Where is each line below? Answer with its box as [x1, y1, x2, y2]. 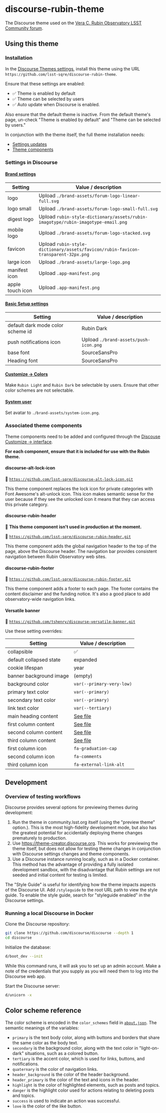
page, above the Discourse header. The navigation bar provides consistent [5, 549, 157, 555]
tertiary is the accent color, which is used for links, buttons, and [12, 1055, 145, 1061]
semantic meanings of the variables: [5, 1025, 79, 1031]
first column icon [7, 745, 47, 752]
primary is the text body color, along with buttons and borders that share [12, 1034, 160, 1041]
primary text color [7, 689, 49, 696]
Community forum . [5, 25, 43, 31]
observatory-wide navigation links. [5, 596, 76, 602]
